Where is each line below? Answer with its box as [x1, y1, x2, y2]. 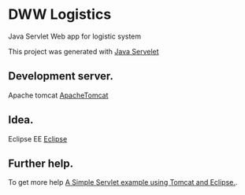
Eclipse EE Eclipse [8, 134, 68, 143]
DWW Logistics [8, 6, 112, 24]
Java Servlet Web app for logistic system [8, 31, 142, 41]
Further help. [8, 156, 74, 170]
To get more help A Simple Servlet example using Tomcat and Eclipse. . [8, 178, 238, 187]
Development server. [8, 69, 114, 83]
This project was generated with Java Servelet [8, 46, 159, 56]
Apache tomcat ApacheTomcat [8, 90, 109, 100]
